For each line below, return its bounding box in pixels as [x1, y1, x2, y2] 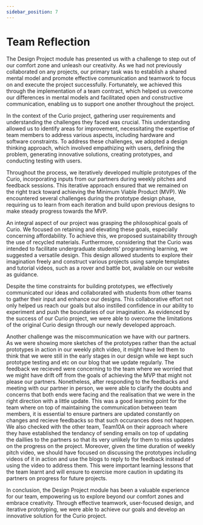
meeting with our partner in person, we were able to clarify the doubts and [6, 384, 192, 392]
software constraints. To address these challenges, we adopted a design [6, 138, 188, 145]
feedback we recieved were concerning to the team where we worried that [6, 365, 193, 372]
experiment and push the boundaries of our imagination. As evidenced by [6, 308, 190, 315]
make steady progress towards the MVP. [6, 207, 108, 215]
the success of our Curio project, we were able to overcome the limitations [6, 315, 193, 322]
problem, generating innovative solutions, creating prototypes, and [6, 150, 173, 158]
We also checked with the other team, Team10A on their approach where [6, 423, 188, 430]
